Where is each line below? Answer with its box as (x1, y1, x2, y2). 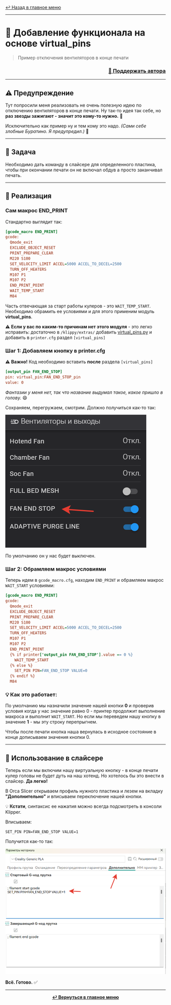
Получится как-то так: (5, 838, 53, 844)
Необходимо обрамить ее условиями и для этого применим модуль (5, 308, 155, 314)
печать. (5, 172, 22, 178)
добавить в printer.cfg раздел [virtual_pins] (5, 334, 106, 341)
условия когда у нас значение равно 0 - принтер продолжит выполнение (5, 708, 165, 714)
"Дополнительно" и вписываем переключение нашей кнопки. (5, 793, 142, 800)
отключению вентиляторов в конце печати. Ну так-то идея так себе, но (5, 108, 161, 114)
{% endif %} (10, 674, 36, 679)
